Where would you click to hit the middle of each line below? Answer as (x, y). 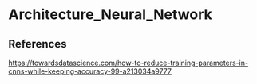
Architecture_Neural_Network (111, 15)
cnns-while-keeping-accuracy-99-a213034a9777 (90, 71)
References (38, 44)
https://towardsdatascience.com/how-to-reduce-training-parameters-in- (128, 63)
